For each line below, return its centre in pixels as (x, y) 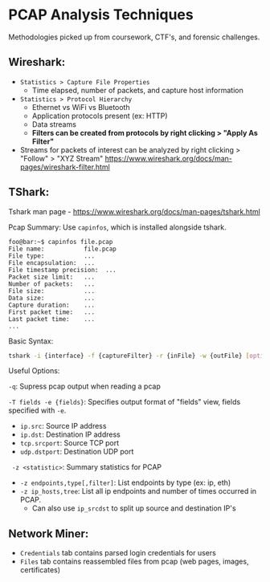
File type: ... (51, 256)
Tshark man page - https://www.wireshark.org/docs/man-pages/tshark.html (135, 211)
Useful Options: (34, 371)
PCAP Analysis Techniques (101, 15)
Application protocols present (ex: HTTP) (100, 116)
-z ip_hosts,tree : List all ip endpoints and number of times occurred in (138, 491)
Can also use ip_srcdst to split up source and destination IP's (134, 508)
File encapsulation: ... (51, 263)
